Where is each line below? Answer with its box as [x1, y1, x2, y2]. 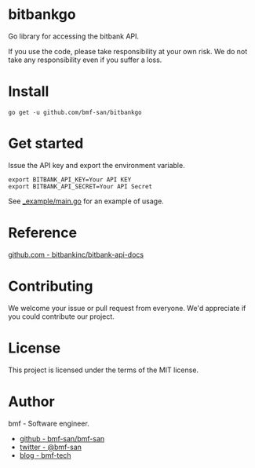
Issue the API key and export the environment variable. [8, 160, 186, 170]
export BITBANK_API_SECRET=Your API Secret [8, 182, 153, 190]
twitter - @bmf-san [19, 442, 82, 452]
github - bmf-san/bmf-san [19, 433, 105, 443]
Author [8, 393, 55, 410]
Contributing [8, 277, 93, 295]
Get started [8, 135, 84, 152]
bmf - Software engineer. [8, 419, 90, 428]
